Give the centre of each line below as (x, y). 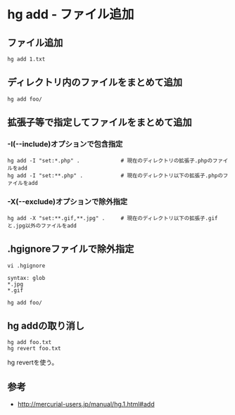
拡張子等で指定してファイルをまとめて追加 (100, 123)
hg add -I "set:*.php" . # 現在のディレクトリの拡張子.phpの (110, 160)
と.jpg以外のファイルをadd (42, 226)
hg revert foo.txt (34, 349)
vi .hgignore (26, 266)
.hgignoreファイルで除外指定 (71, 249)
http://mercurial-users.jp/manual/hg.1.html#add (86, 404)
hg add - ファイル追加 (71, 14)
